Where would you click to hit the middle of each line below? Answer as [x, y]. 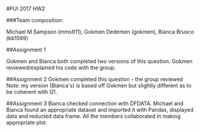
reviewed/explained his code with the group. [61, 67]
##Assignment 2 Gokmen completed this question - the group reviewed [95, 79]
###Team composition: [35, 20]
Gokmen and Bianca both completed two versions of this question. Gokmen [99, 61]
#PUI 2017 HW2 [26, 9]
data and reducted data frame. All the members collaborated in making [93, 116]
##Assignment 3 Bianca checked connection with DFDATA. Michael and [95, 103]
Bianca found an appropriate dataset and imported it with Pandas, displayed [100, 110]
